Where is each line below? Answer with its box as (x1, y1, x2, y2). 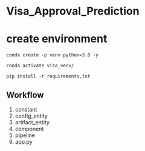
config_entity (14, 112, 48, 119)
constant (14, 106, 37, 113)
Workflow (6, 90, 44, 100)
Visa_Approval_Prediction (6, 4, 140, 18)
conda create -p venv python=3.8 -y (6, 52, 98, 58)
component (14, 125, 44, 132)
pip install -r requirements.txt (6, 73, 91, 79)
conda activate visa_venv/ (6, 62, 74, 69)
